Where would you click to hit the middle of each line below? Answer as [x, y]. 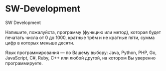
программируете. [24, 63]
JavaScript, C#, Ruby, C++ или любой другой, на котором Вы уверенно [81, 57]
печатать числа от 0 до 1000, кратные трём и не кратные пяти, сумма [80, 37]
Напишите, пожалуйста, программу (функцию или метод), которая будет [83, 32]
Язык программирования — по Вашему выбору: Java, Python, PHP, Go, [81, 52]
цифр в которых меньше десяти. [40, 42]
